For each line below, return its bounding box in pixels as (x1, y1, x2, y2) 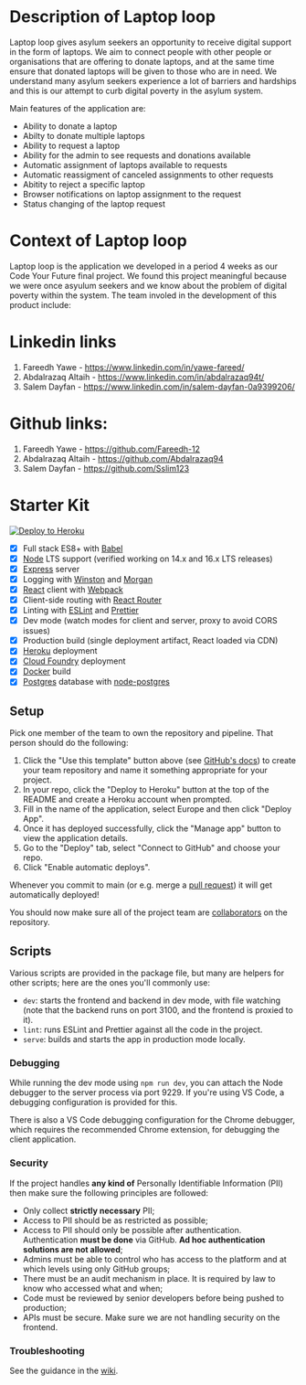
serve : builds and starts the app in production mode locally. (22, 1034, 247, 1045)
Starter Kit (9, 495, 90, 516)
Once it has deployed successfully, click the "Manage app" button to (22, 823, 281, 834)
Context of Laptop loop (9, 230, 187, 251)
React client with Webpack (22, 583, 123, 595)
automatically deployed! (9, 890, 100, 900)
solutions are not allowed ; (22, 1243, 123, 1254)
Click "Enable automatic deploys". (22, 862, 151, 873)
